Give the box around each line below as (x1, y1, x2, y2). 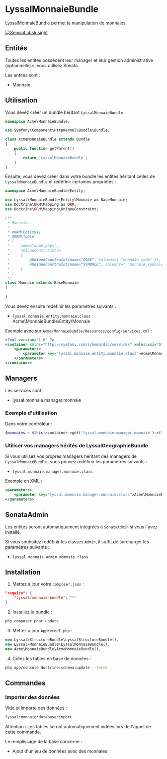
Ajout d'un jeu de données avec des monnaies (12, 748, 108, 754)
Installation (5, 568, 41, 577)
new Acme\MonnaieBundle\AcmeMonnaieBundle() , (5, 646, 101, 652)
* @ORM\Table (7, 234, 35, 239)
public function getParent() (14, 146, 75, 151)
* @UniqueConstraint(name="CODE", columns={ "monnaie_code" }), (7, 257, 162, 262)
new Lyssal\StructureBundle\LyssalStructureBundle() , (5, 637, 119, 642)
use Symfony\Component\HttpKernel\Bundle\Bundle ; (5, 128, 110, 133)
